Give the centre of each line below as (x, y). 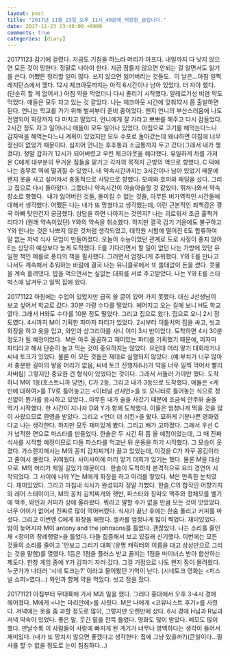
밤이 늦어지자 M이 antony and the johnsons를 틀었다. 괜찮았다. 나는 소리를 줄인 (114, 528)
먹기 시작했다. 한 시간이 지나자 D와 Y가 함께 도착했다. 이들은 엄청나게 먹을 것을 (112, 408)
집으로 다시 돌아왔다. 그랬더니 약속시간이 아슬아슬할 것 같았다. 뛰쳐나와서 (111, 188)
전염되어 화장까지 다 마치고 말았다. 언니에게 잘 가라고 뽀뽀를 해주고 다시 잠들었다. (115, 119)
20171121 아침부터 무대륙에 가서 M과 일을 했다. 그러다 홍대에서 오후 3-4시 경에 (112, 594)
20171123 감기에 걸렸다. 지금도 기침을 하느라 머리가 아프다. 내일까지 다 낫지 (107, 60)
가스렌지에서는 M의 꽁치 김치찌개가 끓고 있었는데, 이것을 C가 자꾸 (108, 451)
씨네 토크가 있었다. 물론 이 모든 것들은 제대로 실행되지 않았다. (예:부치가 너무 (108, 356)
